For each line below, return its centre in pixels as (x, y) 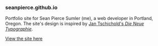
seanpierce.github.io (31, 7)
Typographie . (19, 29)
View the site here (24, 38)
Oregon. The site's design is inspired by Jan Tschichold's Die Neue (75, 23)
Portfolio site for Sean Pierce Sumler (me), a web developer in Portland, (79, 18)
